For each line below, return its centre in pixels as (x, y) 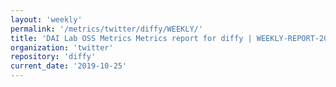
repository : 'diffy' (53, 57)
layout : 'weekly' (46, 19)
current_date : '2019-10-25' (69, 66)
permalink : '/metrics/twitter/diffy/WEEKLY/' (106, 29)
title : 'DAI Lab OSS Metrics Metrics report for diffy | (131, 38)
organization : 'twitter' (62, 47)
